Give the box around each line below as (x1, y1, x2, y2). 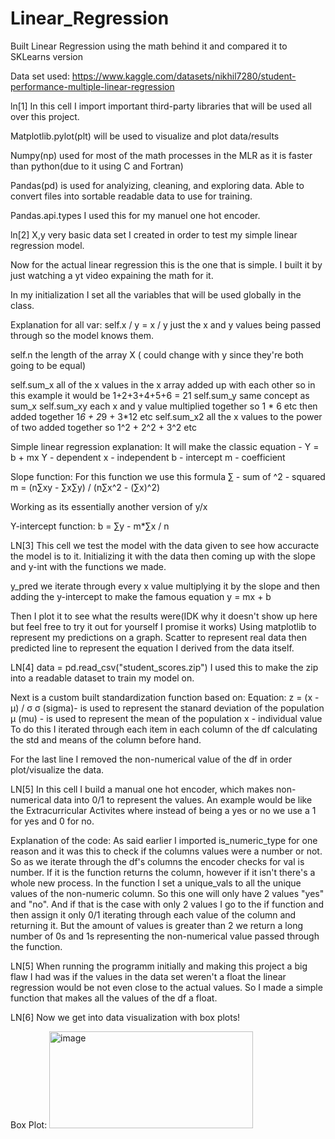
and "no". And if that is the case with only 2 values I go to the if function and (10, 898, 325, 910)
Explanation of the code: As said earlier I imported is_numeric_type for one (10, 834, 318, 846)
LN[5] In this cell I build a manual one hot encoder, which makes (10, 783, 275, 795)
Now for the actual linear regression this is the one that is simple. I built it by (10, 258, 323, 271)
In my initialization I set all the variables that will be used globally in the (10, 288, 302, 301)
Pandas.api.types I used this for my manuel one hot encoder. (10, 209, 261, 221)
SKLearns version (10, 50, 84, 62)
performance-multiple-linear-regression (10, 80, 175, 92)
